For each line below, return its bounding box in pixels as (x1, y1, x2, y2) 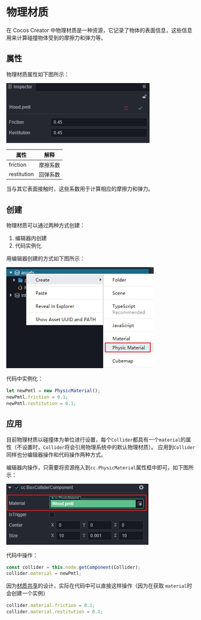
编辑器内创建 (14, 234, 47, 242)
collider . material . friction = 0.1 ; (6, 603, 95, 609)
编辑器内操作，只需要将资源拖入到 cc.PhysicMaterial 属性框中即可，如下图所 (6, 463, 194, 471)
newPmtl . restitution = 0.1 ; (6, 400, 77, 407)
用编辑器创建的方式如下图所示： (6, 255, 85, 262)
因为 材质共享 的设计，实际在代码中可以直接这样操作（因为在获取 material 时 (6, 582, 193, 589)
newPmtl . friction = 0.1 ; (6, 394, 68, 400)
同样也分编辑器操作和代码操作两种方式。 (6, 451, 106, 458)
